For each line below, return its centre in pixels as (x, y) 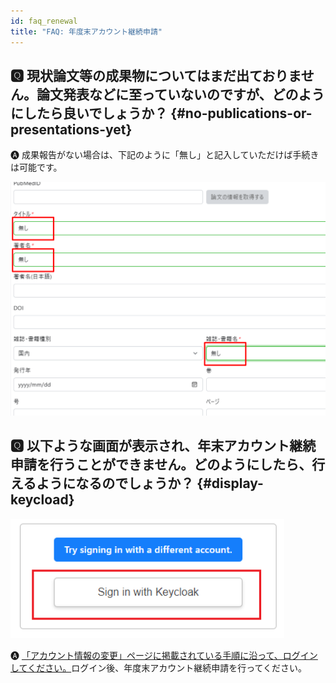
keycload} (42, 500)
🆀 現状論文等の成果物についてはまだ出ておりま (156, 75)
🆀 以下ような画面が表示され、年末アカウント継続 (163, 446)
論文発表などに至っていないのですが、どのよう (180, 94)
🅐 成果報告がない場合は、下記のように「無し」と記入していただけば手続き (165, 155)
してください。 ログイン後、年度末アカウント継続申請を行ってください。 (159, 667)
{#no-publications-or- (241, 113)
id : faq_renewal (44, 21)
